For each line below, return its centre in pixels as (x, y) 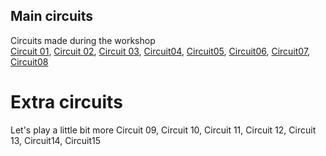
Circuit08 (29, 61)
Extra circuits (66, 102)
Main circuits (51, 16)
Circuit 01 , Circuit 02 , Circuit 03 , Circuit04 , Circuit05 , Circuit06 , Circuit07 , (160, 51)
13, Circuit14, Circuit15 (56, 140)
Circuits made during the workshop (83, 40)
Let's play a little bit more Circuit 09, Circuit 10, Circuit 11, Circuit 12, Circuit (163, 130)
